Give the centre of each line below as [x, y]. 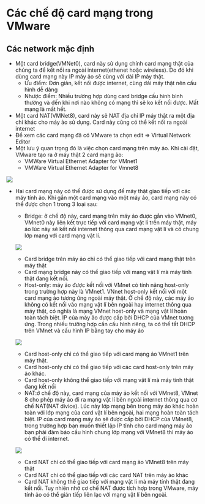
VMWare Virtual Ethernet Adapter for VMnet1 [81, 161]
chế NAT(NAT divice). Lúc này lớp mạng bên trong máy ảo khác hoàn [111, 406]
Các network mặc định [50, 49]
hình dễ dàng [41, 90]
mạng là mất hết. [46, 109]
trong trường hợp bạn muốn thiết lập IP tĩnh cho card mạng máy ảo [108, 426]
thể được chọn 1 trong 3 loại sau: [56, 204]
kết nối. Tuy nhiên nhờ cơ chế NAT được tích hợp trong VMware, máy [111, 488]
